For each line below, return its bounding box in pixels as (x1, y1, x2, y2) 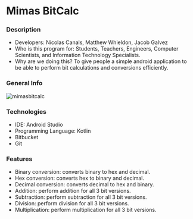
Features (6, 155, 33, 163)
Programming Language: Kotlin (14, 127, 91, 134)
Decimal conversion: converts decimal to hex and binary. (14, 181, 154, 188)
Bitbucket (14, 134, 39, 141)
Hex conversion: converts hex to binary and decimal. (14, 174, 145, 182)
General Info (6, 79, 43, 87)
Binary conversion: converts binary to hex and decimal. (14, 168, 151, 176)
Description (6, 26, 41, 34)
